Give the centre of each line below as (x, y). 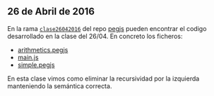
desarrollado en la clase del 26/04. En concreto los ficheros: (95, 36)
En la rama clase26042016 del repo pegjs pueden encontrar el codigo (107, 28)
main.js (28, 57)
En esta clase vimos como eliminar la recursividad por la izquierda (103, 78)
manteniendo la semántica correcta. (60, 86)
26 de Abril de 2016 (51, 12)
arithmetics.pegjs (43, 49)
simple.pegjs (36, 65)
